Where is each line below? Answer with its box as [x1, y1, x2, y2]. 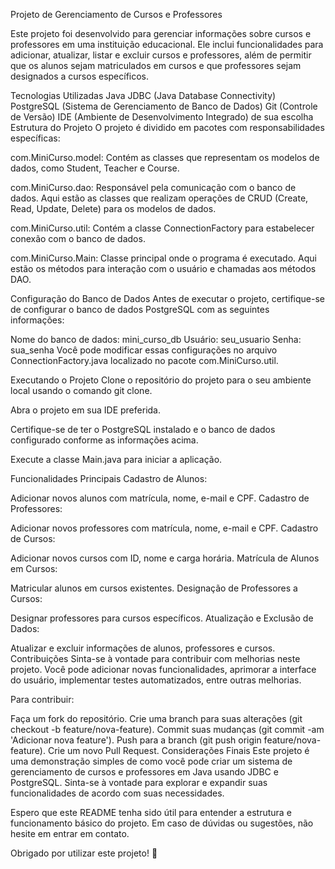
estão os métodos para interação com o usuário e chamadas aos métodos [10, 263, 317, 274]
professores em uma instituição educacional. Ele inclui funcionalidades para [10, 39, 324, 50]
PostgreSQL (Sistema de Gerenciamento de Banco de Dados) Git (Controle [10, 100, 318, 112]
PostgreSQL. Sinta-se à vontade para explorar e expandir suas [10, 777, 268, 788]
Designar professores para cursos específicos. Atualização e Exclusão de [10, 612, 314, 624]
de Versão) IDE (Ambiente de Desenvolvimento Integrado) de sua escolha [10, 111, 314, 123]
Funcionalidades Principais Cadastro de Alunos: [10, 473, 208, 484]
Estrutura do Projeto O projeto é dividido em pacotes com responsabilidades [10, 122, 325, 133]
